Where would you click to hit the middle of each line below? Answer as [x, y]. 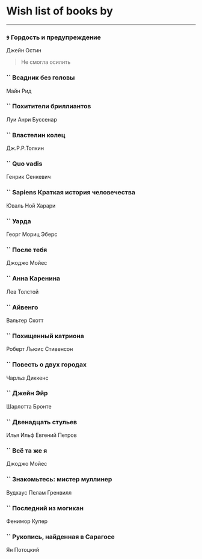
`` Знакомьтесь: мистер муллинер [59, 480]
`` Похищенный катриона [45, 336]
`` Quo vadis [24, 164]
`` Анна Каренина [33, 279]
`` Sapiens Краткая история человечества [71, 193]
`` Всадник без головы [41, 78]
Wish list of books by [60, 11]
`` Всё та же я [27, 451]
